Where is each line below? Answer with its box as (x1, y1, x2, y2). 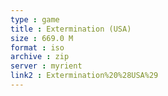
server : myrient (10, 61, 83, 71)
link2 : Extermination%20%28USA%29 (10, 71, 159, 81)
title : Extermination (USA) (10, 24, 132, 34)
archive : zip (10, 52, 70, 62)
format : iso (10, 42, 65, 53)
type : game (10, 14, 60, 25)
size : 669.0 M (10, 33, 74, 43)
